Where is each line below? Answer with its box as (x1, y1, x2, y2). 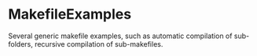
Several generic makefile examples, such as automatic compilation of (8, 31, 233, 40)
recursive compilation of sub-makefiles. (34, 39, 163, 48)
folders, (8, 39, 33, 48)
